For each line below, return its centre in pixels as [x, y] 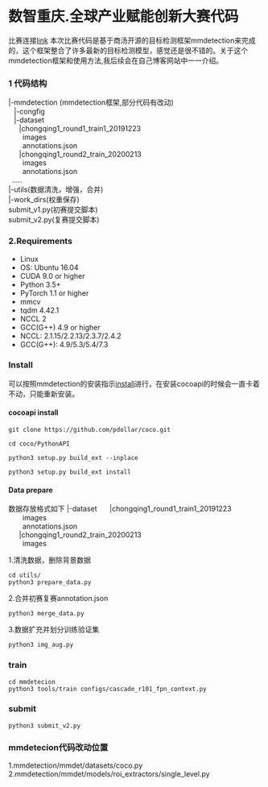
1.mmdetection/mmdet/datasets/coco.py [76, 765]
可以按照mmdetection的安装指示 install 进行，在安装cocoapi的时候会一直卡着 [134, 383]
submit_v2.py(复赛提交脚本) [54, 220]
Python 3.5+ [41, 284]
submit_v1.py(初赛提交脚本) [53, 209]
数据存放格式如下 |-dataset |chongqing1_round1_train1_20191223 [120, 509]
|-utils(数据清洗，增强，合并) [56, 189]
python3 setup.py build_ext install [70, 472]
